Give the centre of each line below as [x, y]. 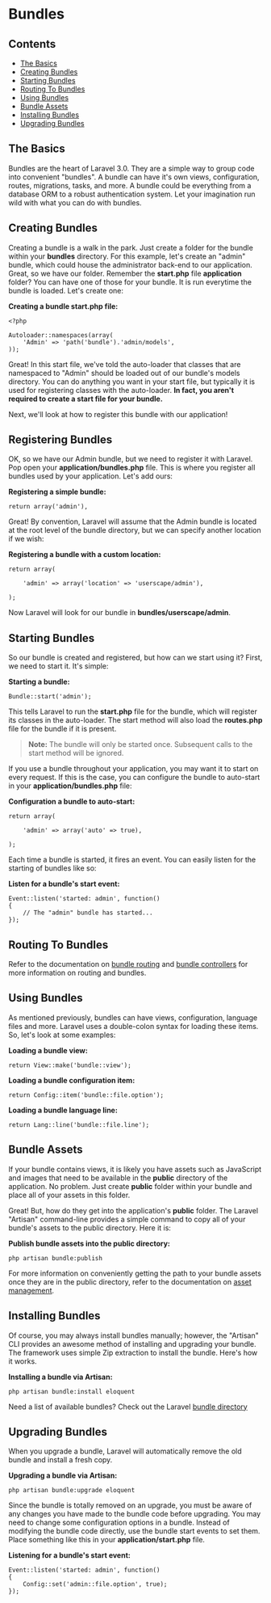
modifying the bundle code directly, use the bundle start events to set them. [134, 1531]
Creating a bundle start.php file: [63, 306]
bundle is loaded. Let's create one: [66, 290]
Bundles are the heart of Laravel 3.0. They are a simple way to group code [131, 168]
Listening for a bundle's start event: [69, 1555]
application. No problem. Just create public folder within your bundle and [130, 1186]
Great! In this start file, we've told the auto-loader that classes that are [125, 364]
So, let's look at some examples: [62, 1035]
